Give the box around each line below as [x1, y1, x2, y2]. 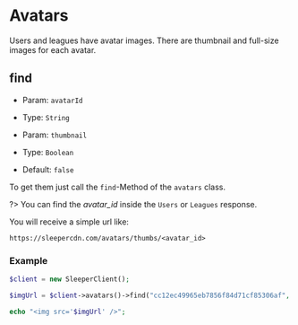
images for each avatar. [9, 44, 97, 55]
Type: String [21, 111, 70, 122]
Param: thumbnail [21, 129, 88, 140]
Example [9, 254, 48, 267]
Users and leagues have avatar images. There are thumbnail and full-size [9, 35, 279, 46]
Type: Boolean [21, 146, 74, 157]
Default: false [21, 163, 74, 175]
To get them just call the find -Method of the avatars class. [9, 181, 226, 192]
